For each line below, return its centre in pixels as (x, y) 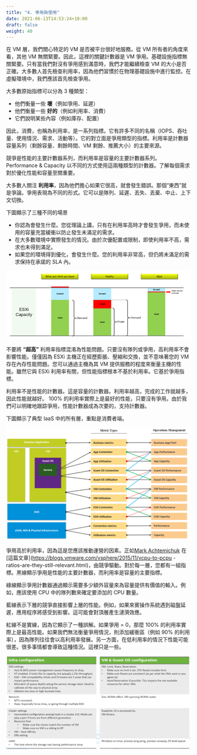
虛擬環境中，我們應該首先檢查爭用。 (50, 79)
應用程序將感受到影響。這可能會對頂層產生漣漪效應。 (80, 613)
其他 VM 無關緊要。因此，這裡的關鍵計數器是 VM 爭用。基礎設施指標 (99, 56)
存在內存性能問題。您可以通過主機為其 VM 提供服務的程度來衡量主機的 (91, 364)
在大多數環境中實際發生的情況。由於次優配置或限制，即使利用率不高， (99, 240)
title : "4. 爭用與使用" (33, 12)
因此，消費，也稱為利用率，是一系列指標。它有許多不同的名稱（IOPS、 (92, 131)
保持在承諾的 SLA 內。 (47, 262)
